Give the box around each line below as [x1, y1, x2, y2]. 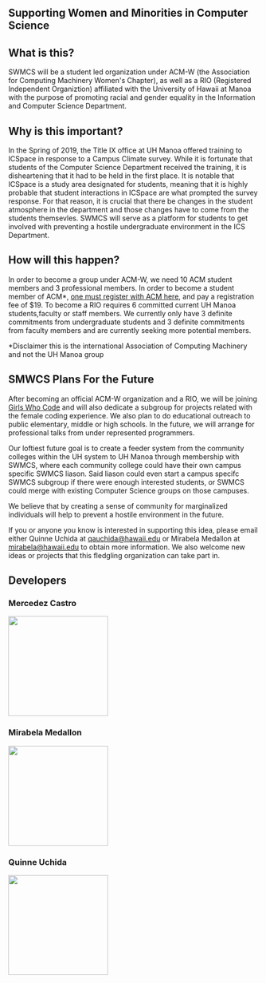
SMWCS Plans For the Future [8, 373, 155, 386]
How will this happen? [8, 253, 120, 267]
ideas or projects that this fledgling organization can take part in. [8, 550, 221, 560]
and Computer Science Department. [8, 101, 127, 111]
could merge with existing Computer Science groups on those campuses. [8, 486, 249, 495]
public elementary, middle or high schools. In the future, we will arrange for [8, 419, 255, 429]
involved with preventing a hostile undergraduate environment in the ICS [8, 222, 245, 232]
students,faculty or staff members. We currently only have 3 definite [8, 308, 233, 318]
